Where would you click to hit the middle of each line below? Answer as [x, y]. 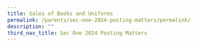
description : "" [31, 26]
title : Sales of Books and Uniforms [60, 13]
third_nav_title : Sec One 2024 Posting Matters [77, 33]
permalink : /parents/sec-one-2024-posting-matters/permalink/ [99, 20]
